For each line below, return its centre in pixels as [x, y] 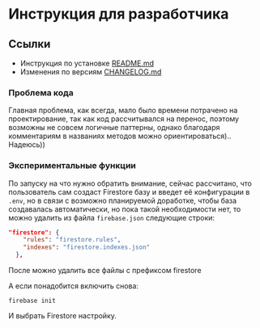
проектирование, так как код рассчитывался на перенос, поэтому [124, 119]
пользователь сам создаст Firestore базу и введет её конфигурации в [129, 191]
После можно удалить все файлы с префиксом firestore [105, 271]
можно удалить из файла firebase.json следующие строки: [112, 217]
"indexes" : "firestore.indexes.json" [87, 247]
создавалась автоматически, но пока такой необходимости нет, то [125, 209]
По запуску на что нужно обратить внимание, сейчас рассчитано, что [130, 183]
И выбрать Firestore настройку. [63, 316]
